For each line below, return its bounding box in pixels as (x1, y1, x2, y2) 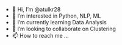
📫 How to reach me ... (12, 32, 69, 39)
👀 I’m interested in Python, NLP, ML (12, 12, 101, 19)
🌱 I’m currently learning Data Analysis (12, 19, 107, 26)
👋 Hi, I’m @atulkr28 (12, 6, 61, 13)
